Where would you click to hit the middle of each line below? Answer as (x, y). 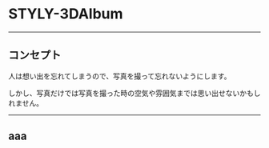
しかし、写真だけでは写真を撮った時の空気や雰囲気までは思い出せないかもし (134, 93)
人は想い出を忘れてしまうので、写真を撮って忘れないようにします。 (120, 76)
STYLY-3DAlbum (66, 14)
